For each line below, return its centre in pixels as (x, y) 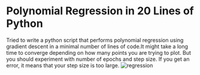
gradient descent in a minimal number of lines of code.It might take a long (97, 46)
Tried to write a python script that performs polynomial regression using (95, 40)
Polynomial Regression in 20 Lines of (100, 11)
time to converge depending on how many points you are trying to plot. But (99, 52)
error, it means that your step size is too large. (63, 65)
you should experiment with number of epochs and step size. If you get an (98, 59)
